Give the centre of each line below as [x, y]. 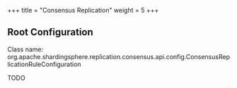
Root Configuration [50, 32]
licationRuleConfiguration [44, 64]
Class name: [25, 49]
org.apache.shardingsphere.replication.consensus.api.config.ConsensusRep [119, 56]
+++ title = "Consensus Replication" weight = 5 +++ [83, 10]
